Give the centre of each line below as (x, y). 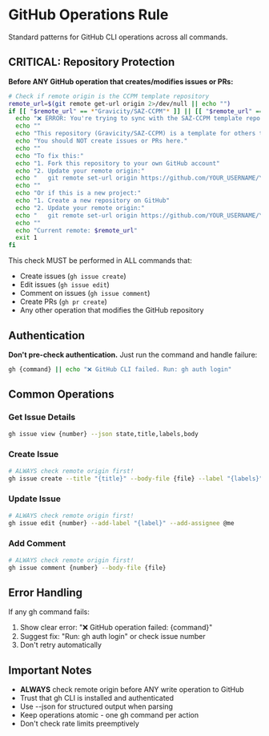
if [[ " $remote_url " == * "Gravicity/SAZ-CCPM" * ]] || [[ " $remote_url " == (136, 111)
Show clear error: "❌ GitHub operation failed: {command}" (116, 628)
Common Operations (61, 394)
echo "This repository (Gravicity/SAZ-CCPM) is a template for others (136, 134)
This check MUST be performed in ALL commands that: (100, 261)
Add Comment (37, 544)
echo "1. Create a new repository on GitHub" (93, 200)
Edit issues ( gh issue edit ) (64, 285)
